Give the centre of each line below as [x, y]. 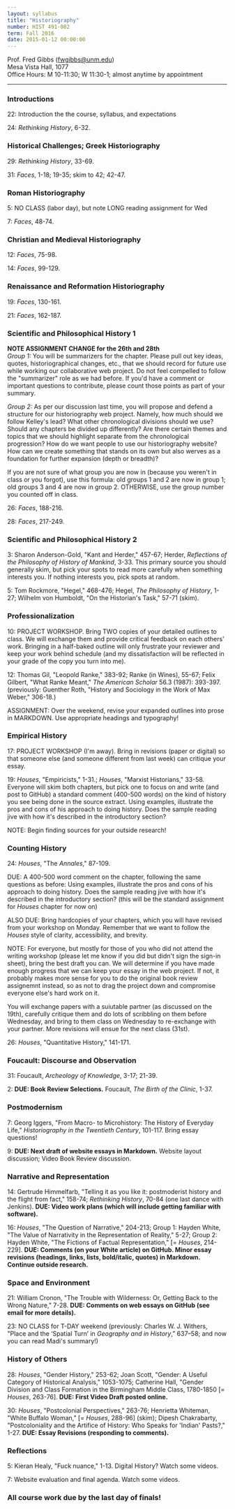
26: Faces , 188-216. [36, 508]
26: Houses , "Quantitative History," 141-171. [69, 1042]
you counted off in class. [43, 494]
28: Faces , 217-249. [36, 521]
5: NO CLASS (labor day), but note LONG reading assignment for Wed [107, 208]
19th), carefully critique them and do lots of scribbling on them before [107, 1014]
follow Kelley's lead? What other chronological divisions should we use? [111, 421]
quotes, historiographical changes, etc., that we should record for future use [117, 363]
